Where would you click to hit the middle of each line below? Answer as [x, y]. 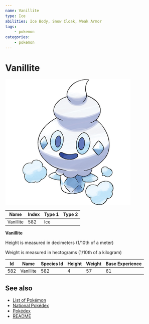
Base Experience [124, 264]
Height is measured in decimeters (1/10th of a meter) [59, 243]
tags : [11, 27]
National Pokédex [31, 306]
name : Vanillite [22, 11]
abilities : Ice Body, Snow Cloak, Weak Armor [53, 21]
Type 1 [51, 214]
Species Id [52, 264]
